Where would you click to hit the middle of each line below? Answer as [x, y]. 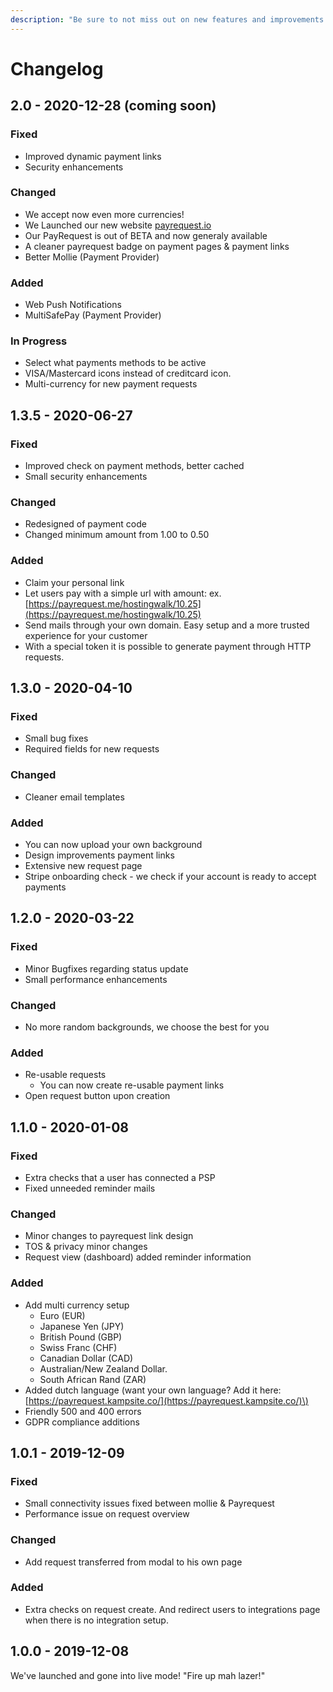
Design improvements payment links [99, 855]
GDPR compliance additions [82, 1422]
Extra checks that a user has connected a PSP [120, 1177]
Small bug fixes [56, 738]
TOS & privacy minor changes [86, 1247]
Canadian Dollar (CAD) [86, 1358]
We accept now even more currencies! [104, 214]
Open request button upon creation [97, 1096]
